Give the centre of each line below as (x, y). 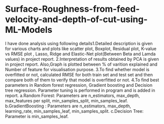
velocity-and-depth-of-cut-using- (76, 19)
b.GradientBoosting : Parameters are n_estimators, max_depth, (68, 106)
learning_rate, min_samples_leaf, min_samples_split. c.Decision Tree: (74, 111)
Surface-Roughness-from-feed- (72, 9)
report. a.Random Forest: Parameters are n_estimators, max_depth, (73, 95)
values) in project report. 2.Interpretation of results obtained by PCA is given (82, 59)
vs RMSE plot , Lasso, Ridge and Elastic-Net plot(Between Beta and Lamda (80, 54)
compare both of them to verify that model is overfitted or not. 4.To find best (82, 80)
